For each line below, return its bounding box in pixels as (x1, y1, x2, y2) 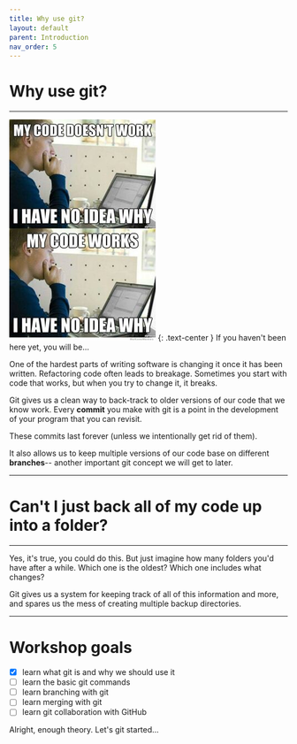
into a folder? (9, 516, 109, 535)
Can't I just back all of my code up (9, 496, 263, 517)
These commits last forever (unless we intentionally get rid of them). (9, 431, 258, 441)
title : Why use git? (9, 14, 86, 23)
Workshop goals (9, 638, 133, 658)
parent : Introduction (9, 33, 89, 42)
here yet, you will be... (9, 341, 90, 353)
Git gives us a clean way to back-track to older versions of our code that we (9, 395, 286, 406)
